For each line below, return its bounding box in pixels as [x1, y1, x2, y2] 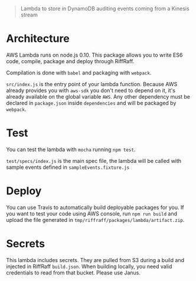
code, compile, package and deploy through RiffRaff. [6, 57, 135, 64]
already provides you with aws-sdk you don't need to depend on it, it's [6, 87, 176, 94]
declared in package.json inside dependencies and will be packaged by [6, 99, 177, 106]
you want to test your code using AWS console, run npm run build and [6, 210, 178, 217]
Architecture [6, 32, 70, 45]
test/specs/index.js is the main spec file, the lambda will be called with [6, 157, 182, 164]
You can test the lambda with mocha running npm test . [6, 146, 136, 153]
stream [20, 11, 38, 18]
